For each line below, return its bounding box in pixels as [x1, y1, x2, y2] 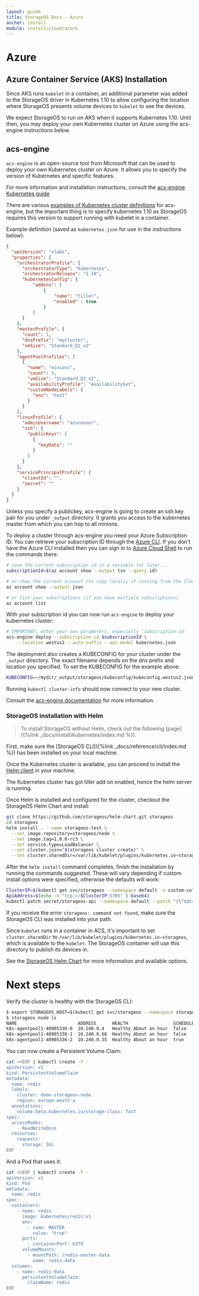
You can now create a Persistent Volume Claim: [6, 1047, 121, 1055]
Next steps [6, 978, 61, 992]
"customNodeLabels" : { [27, 387, 84, 393]
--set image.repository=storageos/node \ [11, 830, 115, 836]
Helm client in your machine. [6, 767, 76, 774]
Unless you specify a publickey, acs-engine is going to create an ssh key [6, 508, 184, 515]
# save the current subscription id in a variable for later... [6, 562, 168, 568]
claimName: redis [27, 1279, 70, 1286]
